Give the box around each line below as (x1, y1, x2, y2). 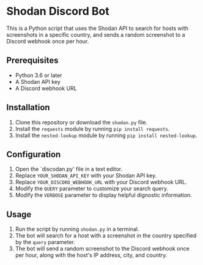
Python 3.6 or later (15, 72, 62, 79)
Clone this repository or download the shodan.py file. (15, 118, 148, 126)
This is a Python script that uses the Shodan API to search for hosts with (6, 24, 188, 32)
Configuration (6, 149, 61, 160)
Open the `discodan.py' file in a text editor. (15, 165, 123, 173)
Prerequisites (6, 55, 59, 65)
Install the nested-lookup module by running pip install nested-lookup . (15, 132, 197, 139)
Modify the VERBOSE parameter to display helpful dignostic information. (15, 192, 193, 199)
